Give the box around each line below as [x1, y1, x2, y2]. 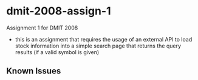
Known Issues [6, 66, 61, 76]
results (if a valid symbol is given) [15, 48, 100, 55]
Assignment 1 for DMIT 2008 [6, 24, 78, 31]
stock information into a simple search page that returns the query [15, 42, 181, 49]
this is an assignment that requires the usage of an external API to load [15, 35, 193, 43]
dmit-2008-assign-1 [6, 4, 111, 18]
